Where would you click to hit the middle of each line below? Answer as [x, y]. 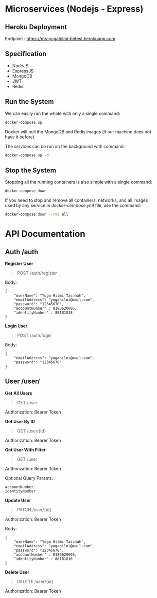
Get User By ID [20, 421]
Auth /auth [22, 252]
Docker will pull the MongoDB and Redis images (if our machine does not [78, 131]
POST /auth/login [34, 335]
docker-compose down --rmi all [37, 215]
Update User [18, 500]
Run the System [30, 102]
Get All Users [19, 393]
